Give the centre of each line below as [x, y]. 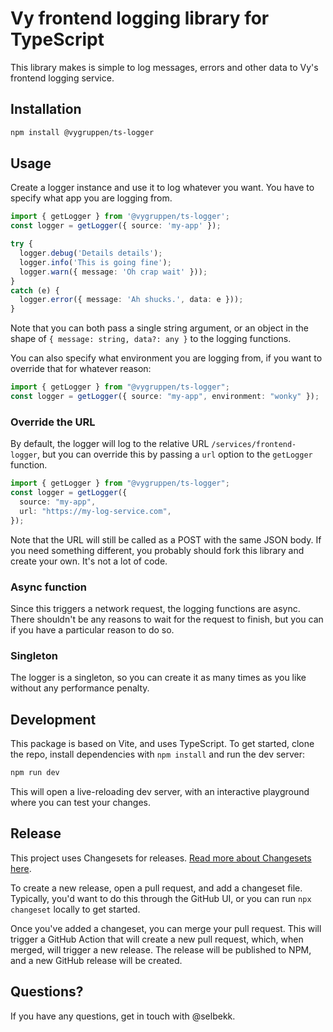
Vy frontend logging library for [140, 18]
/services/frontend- [254, 445]
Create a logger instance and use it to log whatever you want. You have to [162, 188]
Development [53, 719]
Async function [48, 587]
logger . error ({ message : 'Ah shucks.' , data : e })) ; [131, 300]
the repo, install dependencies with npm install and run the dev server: [158, 754]
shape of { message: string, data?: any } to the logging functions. [151, 339]
